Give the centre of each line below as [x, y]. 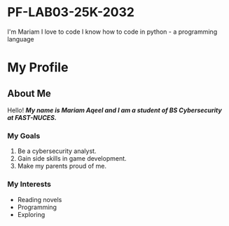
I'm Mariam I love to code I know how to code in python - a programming [112, 32]
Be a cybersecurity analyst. [57, 151]
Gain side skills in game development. [72, 159]
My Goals [24, 135]
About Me [29, 93]
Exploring [31, 214]
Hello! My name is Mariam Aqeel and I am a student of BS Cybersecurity [114, 110]
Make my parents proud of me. [62, 166]
